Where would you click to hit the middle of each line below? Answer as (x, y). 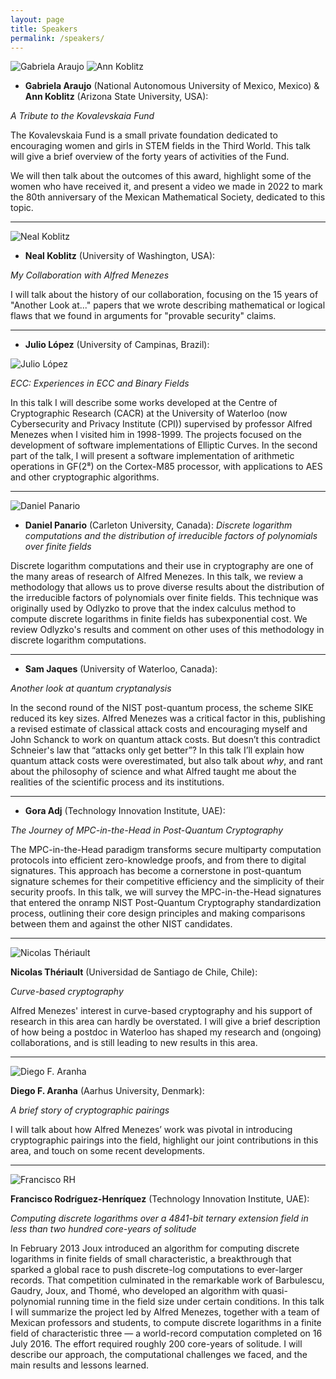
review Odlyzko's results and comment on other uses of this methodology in (167, 630)
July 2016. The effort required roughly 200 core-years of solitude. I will (156, 1344)
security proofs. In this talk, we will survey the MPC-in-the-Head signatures (166, 892)
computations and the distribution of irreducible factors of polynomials (171, 536)
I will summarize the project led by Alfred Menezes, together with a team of (165, 1312)
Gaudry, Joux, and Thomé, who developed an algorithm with (135, 1291)
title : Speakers (44, 29)
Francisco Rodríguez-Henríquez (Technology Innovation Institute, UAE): (160, 1199)
